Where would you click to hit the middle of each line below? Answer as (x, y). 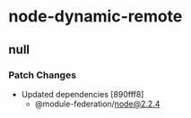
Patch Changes (43, 75)
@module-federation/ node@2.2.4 (97, 104)
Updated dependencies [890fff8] (82, 94)
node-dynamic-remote (95, 17)
